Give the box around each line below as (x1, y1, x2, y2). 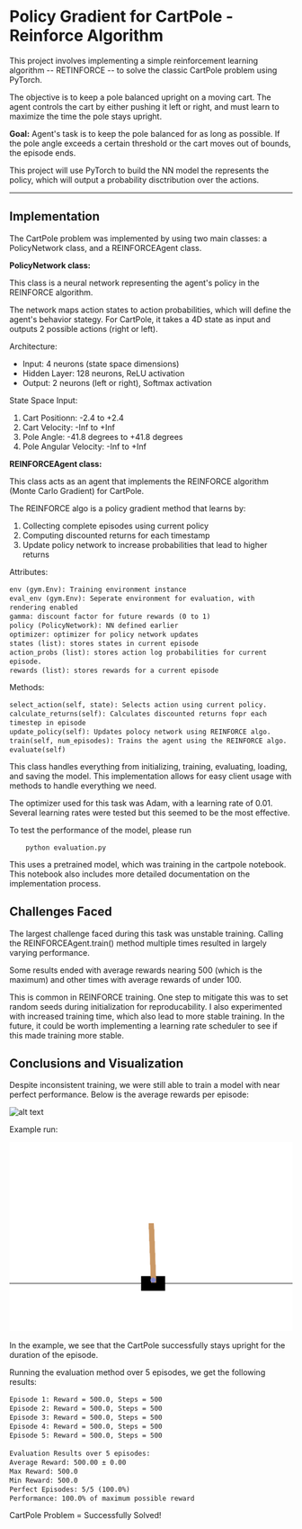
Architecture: (9, 340, 58, 352)
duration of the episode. (9, 1350, 99, 1361)
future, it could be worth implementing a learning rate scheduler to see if (9, 1020, 279, 1031)
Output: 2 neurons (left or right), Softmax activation (22, 377, 213, 388)
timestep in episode (9, 718, 87, 727)
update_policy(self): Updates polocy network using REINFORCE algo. (9, 727, 271, 736)
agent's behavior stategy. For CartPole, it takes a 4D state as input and (9, 313, 271, 325)
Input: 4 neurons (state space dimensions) (22, 358, 180, 369)
